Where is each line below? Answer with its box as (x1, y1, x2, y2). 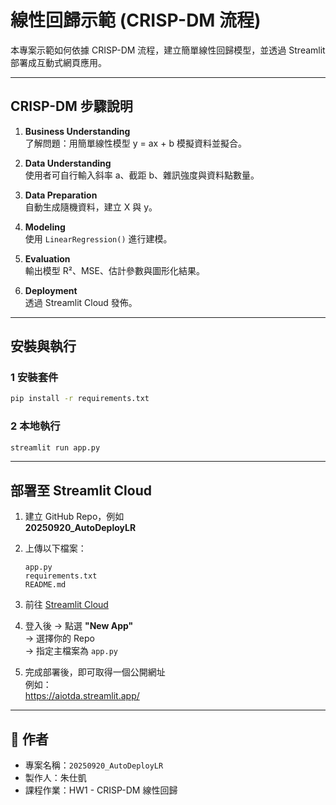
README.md (24, 580, 67, 590)
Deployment (24, 284, 78, 296)
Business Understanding (24, 125, 131, 137)
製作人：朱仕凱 (24, 772, 87, 784)
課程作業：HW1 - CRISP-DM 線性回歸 (24, 784, 178, 796)
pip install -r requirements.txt (10, 394, 150, 404)
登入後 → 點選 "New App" (24, 620, 134, 632)
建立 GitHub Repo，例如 (24, 511, 125, 523)
